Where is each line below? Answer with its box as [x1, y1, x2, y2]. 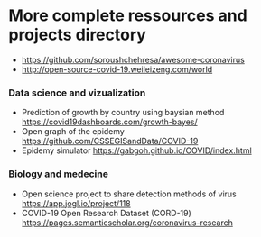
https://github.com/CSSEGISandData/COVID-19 [21, 136, 199, 147]
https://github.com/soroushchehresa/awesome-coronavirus [21, 54, 245, 65]
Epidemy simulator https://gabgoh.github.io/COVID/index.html [21, 145, 252, 156]
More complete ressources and [8, 5, 247, 26]
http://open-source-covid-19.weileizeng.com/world [21, 64, 213, 75]
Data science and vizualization [8, 87, 146, 99]
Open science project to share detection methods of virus [21, 188, 237, 199]
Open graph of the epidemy [21, 126, 126, 137]
